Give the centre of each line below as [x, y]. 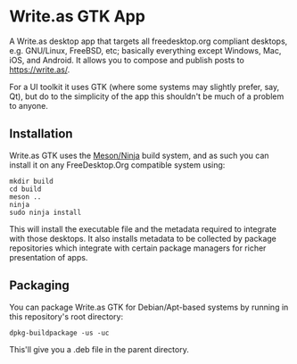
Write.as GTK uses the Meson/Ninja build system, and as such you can [139, 155]
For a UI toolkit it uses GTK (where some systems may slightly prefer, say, [144, 87]
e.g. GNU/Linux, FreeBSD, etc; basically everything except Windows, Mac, [145, 50]
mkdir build [31, 181]
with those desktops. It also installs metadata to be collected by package [143, 238]
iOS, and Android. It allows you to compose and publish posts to [127, 60]
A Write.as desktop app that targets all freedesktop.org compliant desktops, [148, 41]
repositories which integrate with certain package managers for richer [138, 248]
